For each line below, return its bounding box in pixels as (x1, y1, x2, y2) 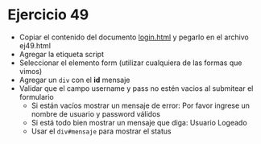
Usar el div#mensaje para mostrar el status (31, 126, 172, 136)
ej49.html (19, 40, 52, 50)
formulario (19, 92, 54, 101)
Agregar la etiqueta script (19, 49, 105, 59)
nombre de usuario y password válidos (31, 109, 160, 118)
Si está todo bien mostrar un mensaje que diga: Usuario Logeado (31, 117, 247, 127)
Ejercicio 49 (7, 6, 89, 24)
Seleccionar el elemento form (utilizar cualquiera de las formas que (19, 58, 242, 68)
